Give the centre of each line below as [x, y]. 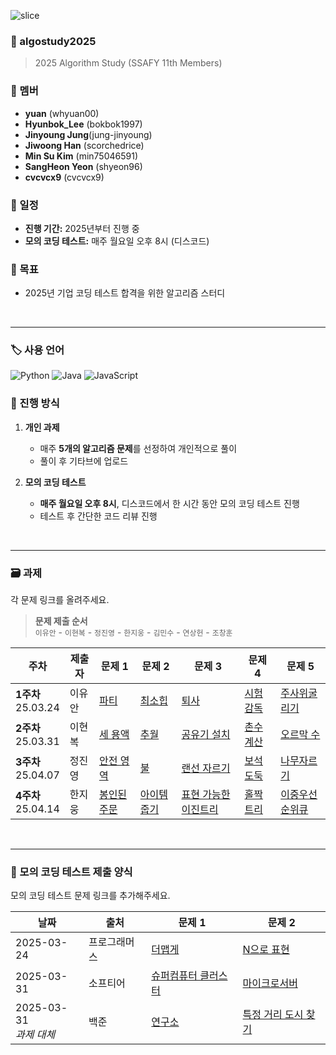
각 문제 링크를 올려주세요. [60, 600]
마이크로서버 [270, 983]
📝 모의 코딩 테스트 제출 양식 [71, 872]
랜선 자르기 [206, 768]
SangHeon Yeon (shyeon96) [83, 166]
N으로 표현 [266, 950]
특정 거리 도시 [273, 1015]
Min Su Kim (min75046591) [81, 156]
